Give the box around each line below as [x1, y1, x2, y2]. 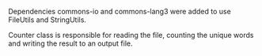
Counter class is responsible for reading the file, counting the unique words [8, 31, 254, 39]
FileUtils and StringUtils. [8, 15, 87, 24]
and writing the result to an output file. [8, 39, 133, 48]
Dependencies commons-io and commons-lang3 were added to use [8, 7, 231, 16]
